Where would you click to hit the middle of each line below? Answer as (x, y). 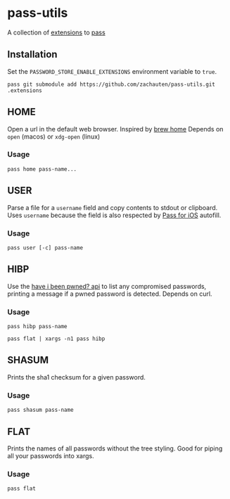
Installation (32, 54)
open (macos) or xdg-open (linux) (54, 136)
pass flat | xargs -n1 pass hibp (56, 339)
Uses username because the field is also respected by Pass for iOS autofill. (114, 215)
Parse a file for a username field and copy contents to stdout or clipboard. (113, 207)
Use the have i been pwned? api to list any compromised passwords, (107, 286)
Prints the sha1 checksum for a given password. (77, 377)
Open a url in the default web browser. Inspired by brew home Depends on (115, 129)
